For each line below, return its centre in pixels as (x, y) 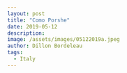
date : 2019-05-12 (32, 26)
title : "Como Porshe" (39, 20)
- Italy (25, 59)
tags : (15, 53)
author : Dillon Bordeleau (45, 46)
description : (26, 33)
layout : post (26, 14)
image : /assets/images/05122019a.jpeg (63, 40)
